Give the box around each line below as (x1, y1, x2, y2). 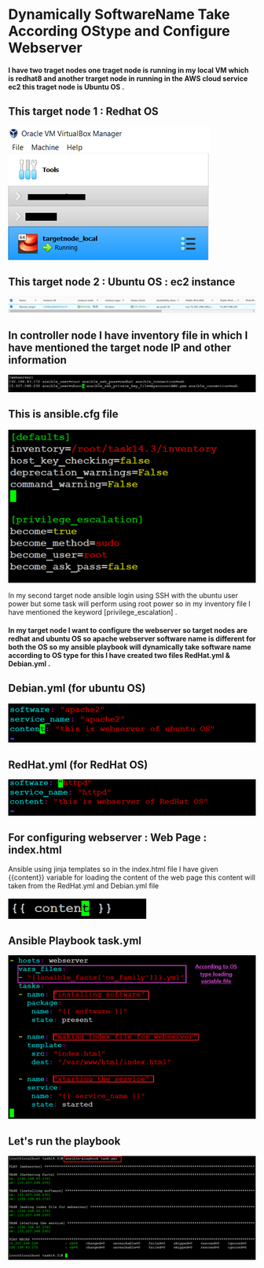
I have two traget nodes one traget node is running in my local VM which (8, 65, 249, 75)
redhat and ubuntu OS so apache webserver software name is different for (8, 634, 256, 644)
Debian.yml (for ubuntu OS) (8, 682, 146, 695)
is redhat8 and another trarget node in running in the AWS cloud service (8, 73, 248, 83)
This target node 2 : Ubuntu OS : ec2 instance (8, 275, 236, 289)
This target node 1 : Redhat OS (8, 105, 159, 119)
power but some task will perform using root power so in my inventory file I (8, 599, 251, 608)
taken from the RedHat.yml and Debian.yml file (8, 880, 159, 890)
